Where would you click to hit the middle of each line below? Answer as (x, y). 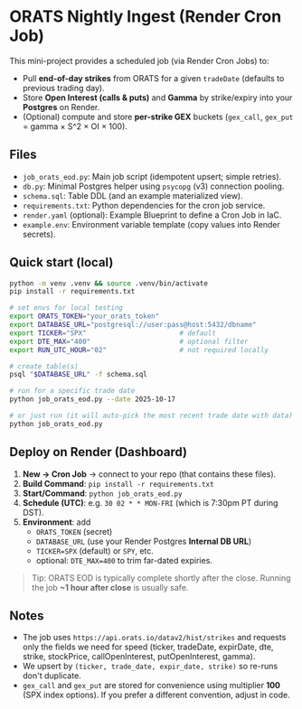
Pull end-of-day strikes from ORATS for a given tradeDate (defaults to (153, 78)
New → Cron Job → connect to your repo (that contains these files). (149, 474)
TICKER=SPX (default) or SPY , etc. (94, 550)
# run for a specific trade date (72, 391)
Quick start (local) (61, 262)
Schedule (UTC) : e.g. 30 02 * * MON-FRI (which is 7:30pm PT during (150, 502)
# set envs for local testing (66, 308)
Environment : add (57, 522)
